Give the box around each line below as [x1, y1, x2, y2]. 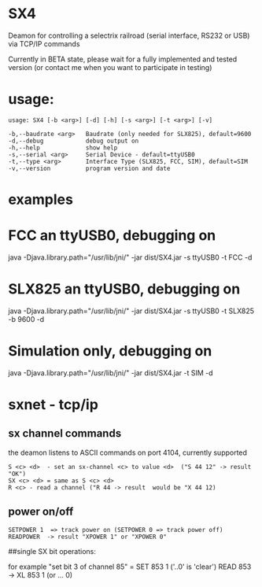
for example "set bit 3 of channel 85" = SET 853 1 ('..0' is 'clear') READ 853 [8, 562, 252, 571]
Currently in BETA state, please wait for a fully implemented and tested [8, 54, 238, 64]
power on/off [8, 505, 74, 519]
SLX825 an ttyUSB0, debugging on [8, 280, 241, 298]
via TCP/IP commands [8, 39, 80, 48]
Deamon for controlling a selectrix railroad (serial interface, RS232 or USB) [8, 31, 250, 40]
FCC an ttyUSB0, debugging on [8, 227, 216, 245]
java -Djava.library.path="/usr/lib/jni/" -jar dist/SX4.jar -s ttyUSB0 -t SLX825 [8, 306, 254, 316]
